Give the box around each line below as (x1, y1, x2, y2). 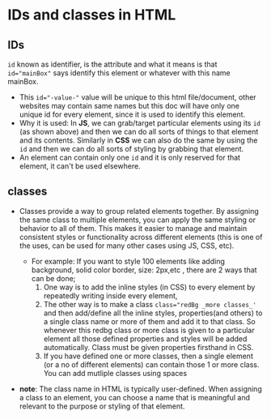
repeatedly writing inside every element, (43, 290, 178, 301)
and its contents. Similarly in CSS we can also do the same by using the (19, 135, 258, 145)
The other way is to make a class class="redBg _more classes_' (43, 299, 256, 309)
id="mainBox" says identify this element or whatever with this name (7, 68, 231, 78)
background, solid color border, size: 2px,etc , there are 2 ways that (31, 265, 257, 275)
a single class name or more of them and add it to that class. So (43, 316, 256, 326)
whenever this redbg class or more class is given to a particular (43, 325, 256, 335)
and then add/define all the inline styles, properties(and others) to (43, 308, 263, 318)
